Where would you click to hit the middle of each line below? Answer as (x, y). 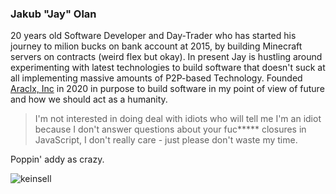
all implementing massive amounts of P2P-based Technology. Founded (156, 78)
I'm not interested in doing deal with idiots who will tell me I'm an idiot (178, 119)
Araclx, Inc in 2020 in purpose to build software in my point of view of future (167, 89)
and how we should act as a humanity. (89, 99)
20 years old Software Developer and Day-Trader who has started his (153, 36)
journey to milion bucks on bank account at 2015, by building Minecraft (156, 46)
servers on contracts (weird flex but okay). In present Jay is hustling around (166, 57)
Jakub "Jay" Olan (53, 14)
